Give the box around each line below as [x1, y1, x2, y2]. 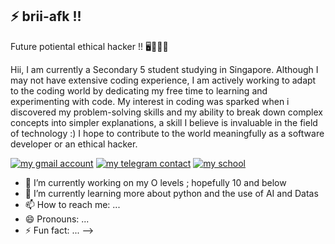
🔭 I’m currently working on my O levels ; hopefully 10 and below [24, 176, 287, 188]
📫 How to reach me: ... [24, 198, 121, 210]
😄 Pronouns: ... [24, 213, 90, 225]
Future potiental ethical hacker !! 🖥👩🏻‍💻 [10, 40, 169, 52]
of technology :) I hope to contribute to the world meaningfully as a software [10, 127, 325, 139]
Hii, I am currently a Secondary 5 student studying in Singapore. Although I [10, 63, 319, 75]
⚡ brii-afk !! [10, 8, 82, 25]
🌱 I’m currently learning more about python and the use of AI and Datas [24, 187, 319, 199]
